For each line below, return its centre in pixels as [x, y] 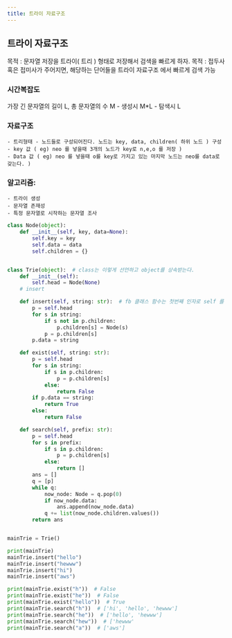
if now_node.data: [71, 500]
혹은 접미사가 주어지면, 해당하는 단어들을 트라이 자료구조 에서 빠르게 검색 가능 [111, 70]
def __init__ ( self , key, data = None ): [74, 232]
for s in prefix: [57, 443]
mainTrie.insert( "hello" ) [44, 557]
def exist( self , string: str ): [65, 353]
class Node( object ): [37, 226]
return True [61, 405]
